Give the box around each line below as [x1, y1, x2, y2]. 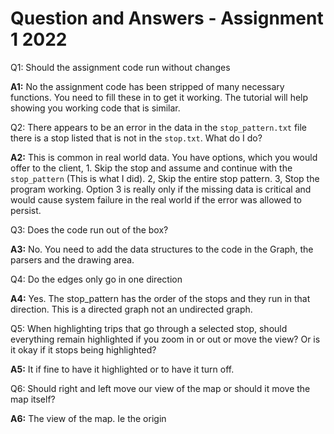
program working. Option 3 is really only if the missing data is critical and [10, 183, 312, 195]
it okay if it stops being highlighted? [10, 343, 157, 356]
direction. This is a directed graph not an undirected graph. [10, 303, 253, 315]
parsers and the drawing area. [10, 253, 135, 266]
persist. [10, 204, 42, 216]
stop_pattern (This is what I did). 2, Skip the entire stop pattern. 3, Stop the [10, 172, 320, 184]
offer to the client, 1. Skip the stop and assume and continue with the [10, 162, 293, 174]
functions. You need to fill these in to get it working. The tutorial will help [10, 91, 309, 103]
